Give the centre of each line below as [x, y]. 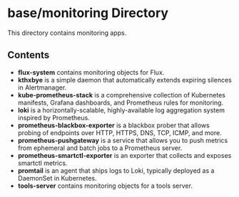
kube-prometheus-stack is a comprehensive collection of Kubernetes [122, 95]
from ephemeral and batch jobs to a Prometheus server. [100, 148]
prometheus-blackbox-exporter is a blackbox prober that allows [114, 125]
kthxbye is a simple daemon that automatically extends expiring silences [124, 80]
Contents [29, 55]
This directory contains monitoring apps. [67, 33]
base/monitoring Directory [88, 13]
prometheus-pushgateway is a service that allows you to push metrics [123, 140]
